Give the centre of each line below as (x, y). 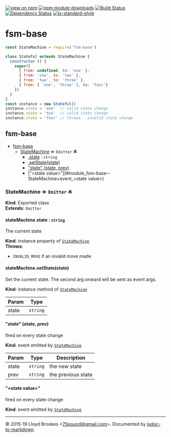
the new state (66, 366)
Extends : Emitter (23, 208)
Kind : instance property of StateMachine (47, 241)
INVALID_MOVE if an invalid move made (52, 256)
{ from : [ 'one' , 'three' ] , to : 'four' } (63, 85)
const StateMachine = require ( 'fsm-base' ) (51, 47)
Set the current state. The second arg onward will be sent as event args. (81, 279)
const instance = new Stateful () (41, 104)
